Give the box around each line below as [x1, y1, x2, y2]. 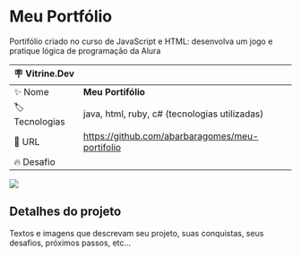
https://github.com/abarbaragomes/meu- [83, 130, 259, 142]
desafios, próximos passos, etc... [9, 237, 132, 248]
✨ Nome [13, 85, 49, 98]
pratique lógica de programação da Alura [9, 45, 161, 56]
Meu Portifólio [83, 85, 146, 98]
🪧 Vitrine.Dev [13, 67, 74, 80]
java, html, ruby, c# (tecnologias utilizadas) [83, 107, 264, 120]
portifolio [83, 141, 122, 153]
